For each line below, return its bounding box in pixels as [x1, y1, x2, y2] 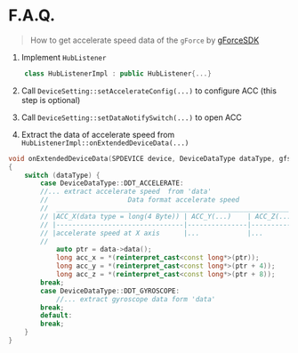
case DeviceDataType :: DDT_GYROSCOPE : [40, 286, 180, 295]
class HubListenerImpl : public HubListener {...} [24, 68, 213, 78]
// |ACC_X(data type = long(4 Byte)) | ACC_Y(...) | [40, 212, 252, 221]
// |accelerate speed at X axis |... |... [40, 229, 264, 237]
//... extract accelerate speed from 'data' [40, 188, 213, 197]
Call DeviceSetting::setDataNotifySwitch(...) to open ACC [20, 112, 242, 123]
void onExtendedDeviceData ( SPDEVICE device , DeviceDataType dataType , [8, 154, 276, 163]
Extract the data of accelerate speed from [20, 129, 175, 140]
